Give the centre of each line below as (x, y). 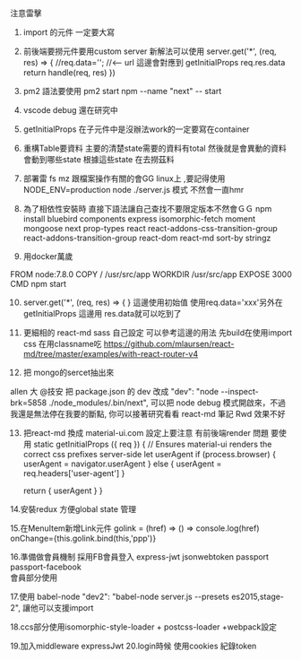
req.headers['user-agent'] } (74, 473)
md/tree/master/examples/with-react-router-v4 (111, 354)
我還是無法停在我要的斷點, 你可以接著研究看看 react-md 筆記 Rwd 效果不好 (148, 414)
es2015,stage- (258, 596)
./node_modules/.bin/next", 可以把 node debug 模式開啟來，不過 (167, 403)
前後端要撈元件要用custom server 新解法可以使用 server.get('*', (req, (150, 51)
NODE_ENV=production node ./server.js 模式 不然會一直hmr (133, 190)
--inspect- (239, 391)
